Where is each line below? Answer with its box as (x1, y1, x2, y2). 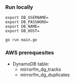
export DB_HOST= (5, 29, 40, 34)
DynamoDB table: (12, 61, 50, 67)
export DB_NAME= (5, 24, 40, 29)
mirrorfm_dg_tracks (20, 66, 61, 72)
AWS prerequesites (5, 49, 54, 57)
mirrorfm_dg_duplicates (20, 71, 70, 77)
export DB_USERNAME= (5, 15, 49, 20)
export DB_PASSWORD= (5, 19, 49, 25)
